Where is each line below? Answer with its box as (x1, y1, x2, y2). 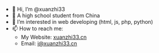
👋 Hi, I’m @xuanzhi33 (11, 6, 65, 13)
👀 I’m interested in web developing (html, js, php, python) (11, 18, 154, 25)
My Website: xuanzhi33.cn (20, 33, 87, 40)
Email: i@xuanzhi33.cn (20, 40, 77, 47)
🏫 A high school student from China (11, 12, 100, 19)
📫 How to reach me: (11, 25, 64, 32)
